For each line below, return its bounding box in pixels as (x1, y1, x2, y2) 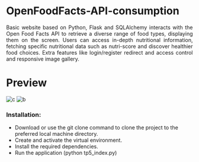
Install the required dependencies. (14, 143, 99, 150)
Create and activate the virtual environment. (14, 136, 123, 144)
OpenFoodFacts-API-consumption (6, 4, 179, 18)
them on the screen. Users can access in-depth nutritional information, (6, 36, 193, 43)
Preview (6, 76, 47, 90)
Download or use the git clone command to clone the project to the (14, 124, 179, 131)
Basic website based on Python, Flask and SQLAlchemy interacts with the (6, 24, 193, 31)
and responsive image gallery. (6, 55, 80, 62)
